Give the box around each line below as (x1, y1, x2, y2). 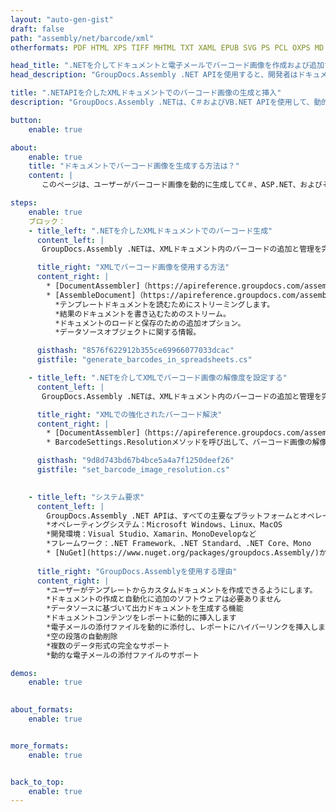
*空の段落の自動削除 (46, 631, 118, 641)
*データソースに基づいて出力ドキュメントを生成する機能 (46, 604, 244, 614)
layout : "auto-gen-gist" (10, 14, 114, 25)
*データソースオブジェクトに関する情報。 (54, 327, 202, 338)
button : (10, 115, 43, 125)
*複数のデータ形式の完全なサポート (46, 641, 170, 651)
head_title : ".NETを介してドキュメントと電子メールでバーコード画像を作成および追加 (10, 61, 325, 71)
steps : (10, 198, 38, 208)
